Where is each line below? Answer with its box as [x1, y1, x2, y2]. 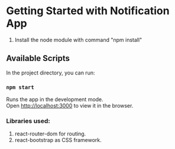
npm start [6, 84, 34, 90]
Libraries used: [6, 116, 50, 125]
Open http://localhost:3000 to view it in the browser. [6, 102, 134, 109]
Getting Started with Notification [6, 4, 170, 18]
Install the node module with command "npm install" [14, 36, 142, 43]
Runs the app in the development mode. [6, 96, 103, 103]
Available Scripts [6, 53, 70, 63]
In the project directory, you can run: [6, 69, 95, 76]
